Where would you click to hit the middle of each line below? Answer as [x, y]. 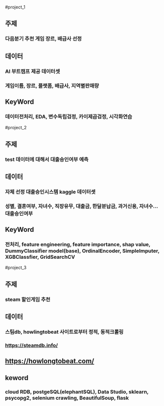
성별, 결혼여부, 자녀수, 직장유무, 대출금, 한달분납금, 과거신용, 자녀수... [82, 206]
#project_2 [16, 128]
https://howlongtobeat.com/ [50, 361]
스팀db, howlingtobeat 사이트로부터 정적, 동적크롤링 [64, 332]
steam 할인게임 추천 [28, 299]
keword [17, 378]
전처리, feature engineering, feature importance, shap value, [78, 245]
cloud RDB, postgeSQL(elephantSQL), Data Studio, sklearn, [77, 392]
